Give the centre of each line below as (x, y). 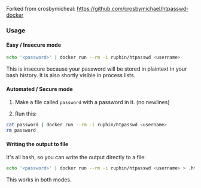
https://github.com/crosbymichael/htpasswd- (133, 9)
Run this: (26, 114)
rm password (21, 131)
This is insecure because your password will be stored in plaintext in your (97, 69)
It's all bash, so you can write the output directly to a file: (76, 157)
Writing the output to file (37, 144)
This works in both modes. (39, 180)
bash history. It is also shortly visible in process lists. (71, 75)
